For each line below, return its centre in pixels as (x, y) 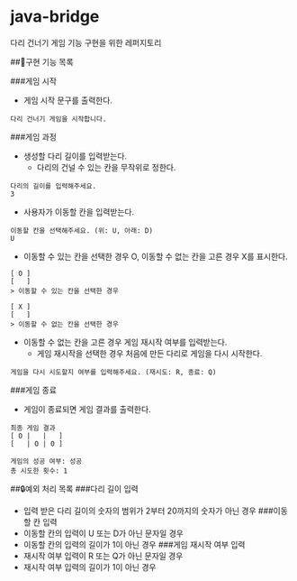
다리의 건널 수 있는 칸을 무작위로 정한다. (106, 167)
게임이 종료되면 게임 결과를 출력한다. (87, 409)
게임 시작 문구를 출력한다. (68, 100)
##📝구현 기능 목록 (42, 61)
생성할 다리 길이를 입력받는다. (75, 156)
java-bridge (55, 17)
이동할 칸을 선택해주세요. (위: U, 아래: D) (82, 231)
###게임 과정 (34, 136)
